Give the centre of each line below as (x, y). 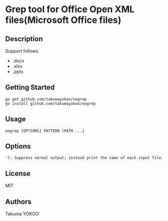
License (18, 173)
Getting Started (30, 87)
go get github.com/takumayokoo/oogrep (46, 99)
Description (24, 39)
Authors (18, 201)
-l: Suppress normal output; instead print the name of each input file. (85, 158)
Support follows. (22, 51)
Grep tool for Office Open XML (70, 9)
